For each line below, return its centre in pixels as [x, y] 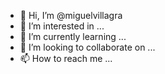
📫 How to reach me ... [66, 58]
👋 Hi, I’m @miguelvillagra [71, 15]
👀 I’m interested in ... [62, 26]
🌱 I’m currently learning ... [73, 36]
